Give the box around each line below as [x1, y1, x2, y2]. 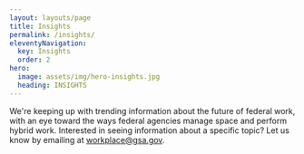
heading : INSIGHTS [17, 81, 88, 90]
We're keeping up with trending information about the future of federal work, [9, 105, 296, 116]
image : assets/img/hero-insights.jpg [17, 72, 161, 82]
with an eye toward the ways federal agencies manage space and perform [9, 115, 288, 126]
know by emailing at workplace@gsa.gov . [9, 134, 165, 145]
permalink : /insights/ [9, 30, 95, 39]
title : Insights [9, 22, 71, 31]
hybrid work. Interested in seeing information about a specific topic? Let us [9, 124, 290, 136]
